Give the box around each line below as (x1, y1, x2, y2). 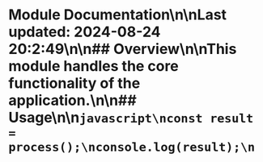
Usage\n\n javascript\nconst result (8, 109, 254, 127)
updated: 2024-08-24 (8, 23, 161, 41)
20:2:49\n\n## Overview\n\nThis (8, 40, 237, 58)
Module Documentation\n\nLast (8, 6, 227, 24)
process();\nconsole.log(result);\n (8, 139, 256, 155)
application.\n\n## (8, 91, 138, 110)
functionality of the (8, 74, 141, 93)
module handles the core (8, 57, 180, 76)
